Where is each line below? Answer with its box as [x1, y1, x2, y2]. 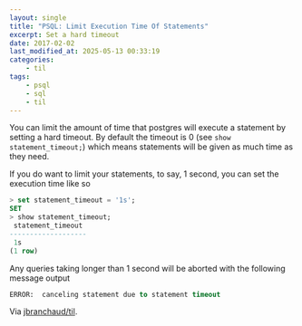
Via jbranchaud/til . [9, 306, 78, 317]
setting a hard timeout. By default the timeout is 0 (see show [9, 132, 231, 143]
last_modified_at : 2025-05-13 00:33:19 [9, 47, 161, 56]
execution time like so [9, 178, 91, 189]
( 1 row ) [9, 246, 39, 255]
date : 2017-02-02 [9, 38, 75, 48]
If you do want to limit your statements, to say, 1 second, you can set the [9, 168, 279, 179]
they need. [9, 151, 50, 162]
